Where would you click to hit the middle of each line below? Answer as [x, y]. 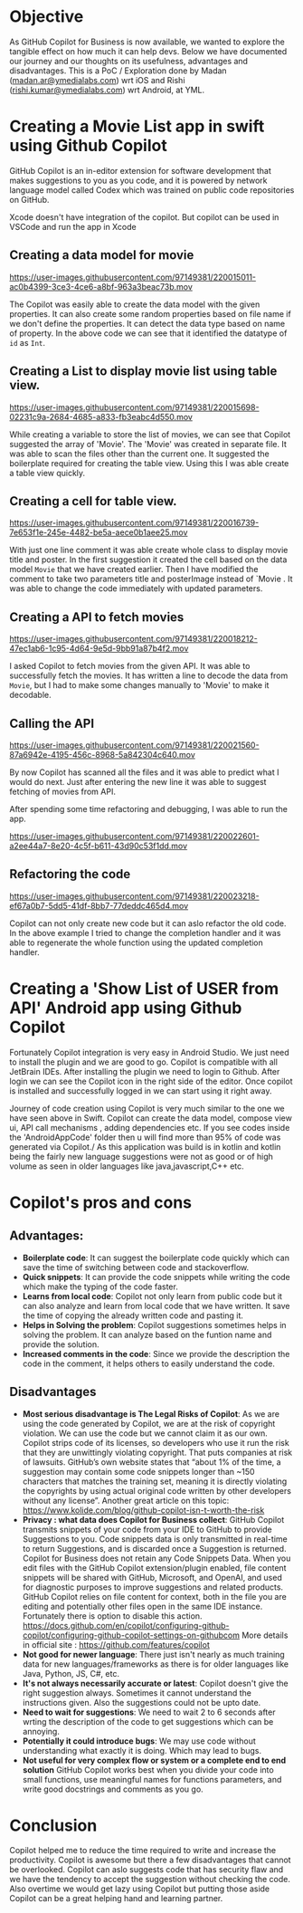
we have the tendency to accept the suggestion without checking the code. [150, 1880]
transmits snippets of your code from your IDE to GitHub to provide [147, 1529]
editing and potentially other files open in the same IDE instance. [142, 1606]
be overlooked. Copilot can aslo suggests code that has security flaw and [147, 1870]
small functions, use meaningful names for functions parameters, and [152, 1779]
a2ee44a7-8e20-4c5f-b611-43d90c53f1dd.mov [99, 846]
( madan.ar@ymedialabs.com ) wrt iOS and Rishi [97, 80]
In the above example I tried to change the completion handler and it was [145, 933]
